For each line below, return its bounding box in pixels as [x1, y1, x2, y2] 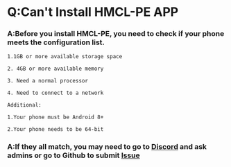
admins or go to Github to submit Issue [7, 150, 140, 160]
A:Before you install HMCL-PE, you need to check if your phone [7, 29, 225, 39]
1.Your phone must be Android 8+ [7, 114, 104, 121]
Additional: [7, 102, 42, 109]
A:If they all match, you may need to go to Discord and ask [7, 142, 207, 152]
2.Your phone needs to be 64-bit [7, 126, 104, 133]
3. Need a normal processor [7, 78, 89, 85]
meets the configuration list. [7, 37, 105, 47]
